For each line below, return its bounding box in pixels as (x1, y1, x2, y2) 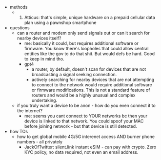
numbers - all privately (17, 139, 62, 144)
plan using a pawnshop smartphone (24, 20, 97, 25)
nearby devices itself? (17, 35, 61, 41)
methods (9, 4, 28, 10)
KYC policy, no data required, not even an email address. (24, 149, 139, 155)
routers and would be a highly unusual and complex (31, 92, 136, 98)
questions (9, 25, 30, 31)
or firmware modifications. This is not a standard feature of (31, 87, 150, 93)
